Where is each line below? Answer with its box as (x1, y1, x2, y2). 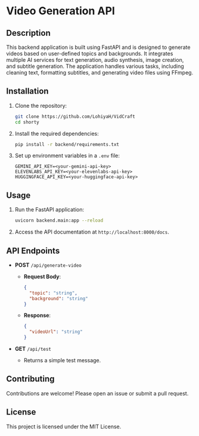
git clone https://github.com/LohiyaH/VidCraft (14, 113, 135, 120)
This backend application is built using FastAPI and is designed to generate (6, 43, 191, 51)
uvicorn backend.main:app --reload (14, 217, 104, 224)
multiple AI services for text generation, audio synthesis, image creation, (6, 57, 184, 63)
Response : (23, 312, 51, 319)
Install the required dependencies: (14, 130, 99, 137)
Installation (6, 86, 49, 96)
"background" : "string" (29, 295, 88, 301)
